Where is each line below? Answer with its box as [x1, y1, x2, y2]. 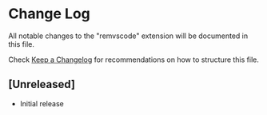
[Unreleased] [8, 78, 76, 91]
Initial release [19, 98, 64, 108]
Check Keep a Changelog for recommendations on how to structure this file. [8, 55, 260, 64]
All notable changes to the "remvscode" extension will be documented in [8, 31, 249, 40]
